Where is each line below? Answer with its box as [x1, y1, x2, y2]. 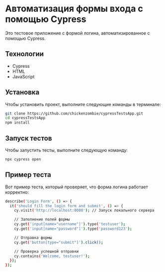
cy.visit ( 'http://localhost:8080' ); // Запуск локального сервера [14, 208, 155, 213]
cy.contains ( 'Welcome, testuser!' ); [14, 254, 90, 259]
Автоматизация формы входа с [5, 3, 143, 14]
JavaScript [12, 73, 35, 80]
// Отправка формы [14, 235, 52, 240]
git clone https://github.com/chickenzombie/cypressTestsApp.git [5, 111, 143, 116]
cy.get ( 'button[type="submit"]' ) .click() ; [14, 240, 103, 245]
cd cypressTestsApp [5, 116, 46, 121]
